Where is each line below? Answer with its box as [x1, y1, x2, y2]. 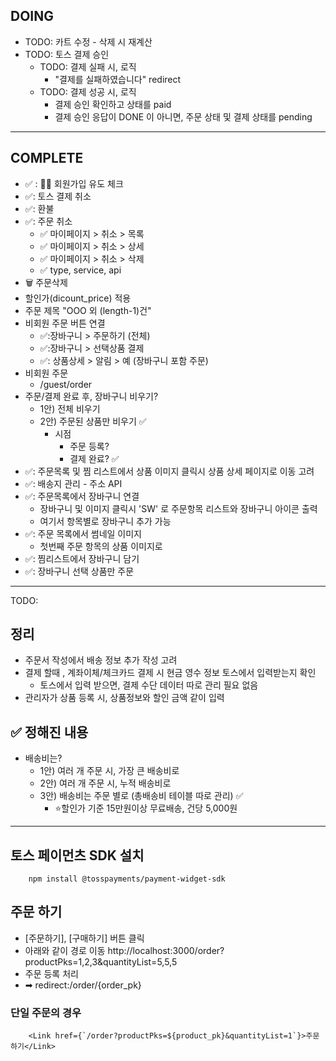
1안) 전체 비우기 [39, 402, 101, 414]
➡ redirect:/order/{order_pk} [24, 979, 142, 991]
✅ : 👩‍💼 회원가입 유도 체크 [24, 177, 124, 189]
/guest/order [39, 378, 93, 390]
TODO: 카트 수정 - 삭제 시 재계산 [24, 35, 153, 48]
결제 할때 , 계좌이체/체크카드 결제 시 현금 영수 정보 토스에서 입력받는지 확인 [24, 667, 317, 679]
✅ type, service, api [39, 264, 122, 276]
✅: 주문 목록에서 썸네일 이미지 [24, 527, 142, 539]
